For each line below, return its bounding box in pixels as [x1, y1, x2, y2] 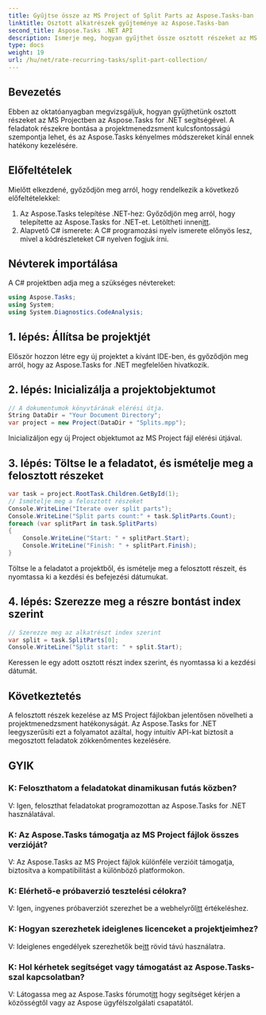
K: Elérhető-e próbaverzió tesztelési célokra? [8, 885, 187, 896]
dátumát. [8, 666, 38, 676]
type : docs [8, 41, 44, 49]
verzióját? [8, 839, 48, 850]
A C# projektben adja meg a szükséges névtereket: [8, 278, 176, 287]
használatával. [8, 809, 56, 818]
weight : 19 [8, 49, 44, 57]
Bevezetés [8, 85, 62, 100]
